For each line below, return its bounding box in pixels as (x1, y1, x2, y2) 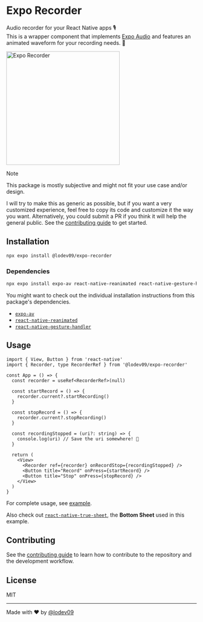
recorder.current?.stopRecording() (17, 414, 107, 421)
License (6, 575, 37, 585)
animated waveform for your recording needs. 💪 (6, 39, 126, 46)
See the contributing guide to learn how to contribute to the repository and (6, 551, 192, 558)
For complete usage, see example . (6, 499, 92, 506)
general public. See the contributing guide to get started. (6, 219, 148, 226)
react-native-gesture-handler (14, 323, 92, 330)
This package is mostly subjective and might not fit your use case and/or (6, 181, 187, 188)
